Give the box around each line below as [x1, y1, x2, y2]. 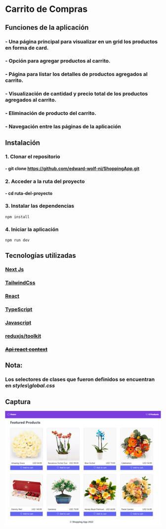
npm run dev [5, 238, 30, 243]
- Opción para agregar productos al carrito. [5, 58, 111, 64]
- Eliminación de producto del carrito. [5, 110, 96, 117]
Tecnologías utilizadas [5, 251, 76, 260]
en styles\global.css [5, 382, 55, 389]
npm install [5, 214, 30, 219]
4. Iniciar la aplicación [5, 226, 59, 233]
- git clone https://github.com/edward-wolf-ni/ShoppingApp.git [5, 166, 140, 172]
